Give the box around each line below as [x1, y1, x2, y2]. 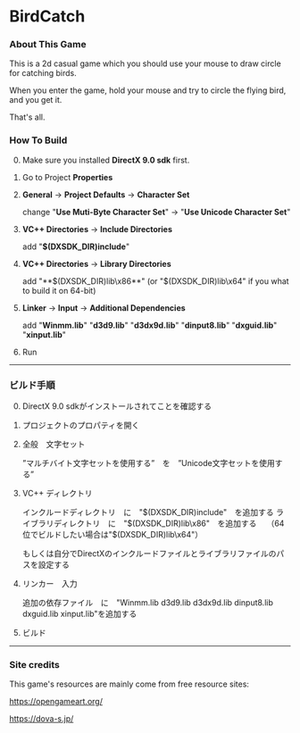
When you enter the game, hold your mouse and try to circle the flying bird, [9, 85, 287, 96]
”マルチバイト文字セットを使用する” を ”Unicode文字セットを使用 [21, 458, 275, 469]
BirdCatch [9, 6, 86, 27]
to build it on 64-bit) [21, 285, 96, 296]
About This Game [9, 38, 87, 51]
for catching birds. [9, 68, 78, 79]
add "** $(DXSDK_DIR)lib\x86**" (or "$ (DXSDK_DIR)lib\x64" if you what [21, 275, 289, 287]
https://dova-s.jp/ [9, 713, 74, 724]
